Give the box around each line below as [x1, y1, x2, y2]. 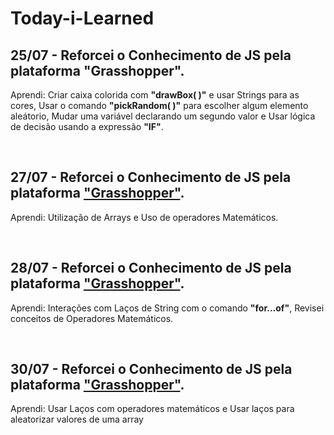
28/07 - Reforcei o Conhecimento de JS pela [10, 260, 292, 277]
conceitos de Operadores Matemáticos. [10, 312, 174, 324]
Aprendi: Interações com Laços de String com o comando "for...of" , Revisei [10, 302, 325, 314]
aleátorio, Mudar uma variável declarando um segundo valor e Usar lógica [10, 110, 316, 122]
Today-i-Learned [10, 7, 155, 30]
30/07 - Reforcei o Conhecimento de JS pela [10, 361, 293, 378]
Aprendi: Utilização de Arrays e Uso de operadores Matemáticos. [10, 211, 279, 223]
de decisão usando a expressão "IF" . [10, 121, 164, 132]
